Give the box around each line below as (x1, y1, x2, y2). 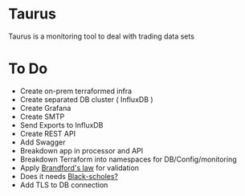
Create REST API (19, 129, 76, 138)
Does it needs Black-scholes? (19, 171, 119, 181)
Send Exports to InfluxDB (19, 120, 104, 129)
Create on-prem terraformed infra (19, 86, 133, 96)
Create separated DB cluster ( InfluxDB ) (19, 94, 154, 104)
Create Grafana (19, 103, 71, 112)
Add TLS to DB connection (19, 180, 108, 190)
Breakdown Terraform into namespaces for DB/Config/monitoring (19, 154, 237, 164)
